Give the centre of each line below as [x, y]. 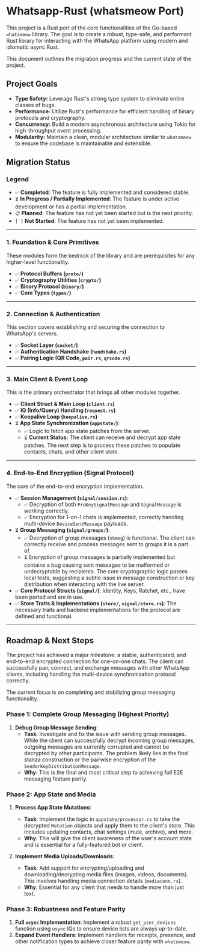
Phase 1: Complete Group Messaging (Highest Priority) [88, 714]
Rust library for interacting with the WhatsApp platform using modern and [97, 40]
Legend [17, 179]
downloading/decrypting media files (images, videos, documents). [106, 875]
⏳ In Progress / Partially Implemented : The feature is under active [97, 199]
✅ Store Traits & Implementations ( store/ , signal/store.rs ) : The [96, 603]
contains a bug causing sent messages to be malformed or [97, 565]
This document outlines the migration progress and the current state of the [99, 58]
